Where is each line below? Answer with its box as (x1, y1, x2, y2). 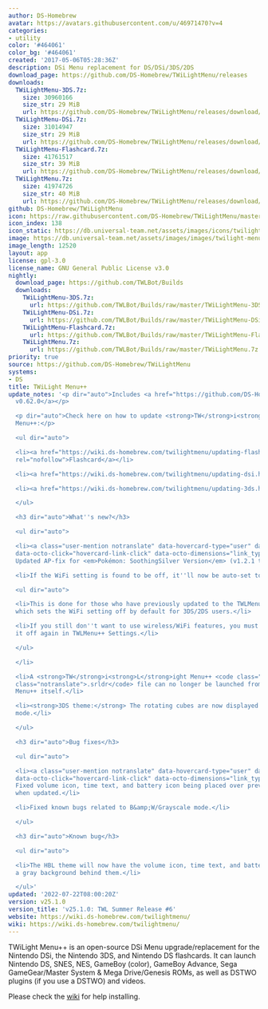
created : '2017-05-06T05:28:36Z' (8, 57, 120, 65)
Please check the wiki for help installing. (8, 991, 141, 1001)
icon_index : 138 (8, 220, 62, 228)
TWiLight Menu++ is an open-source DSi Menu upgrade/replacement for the (8, 942, 260, 952)
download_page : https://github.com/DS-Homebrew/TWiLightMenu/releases (8, 71, 248, 79)
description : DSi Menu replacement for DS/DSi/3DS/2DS (8, 64, 195, 72)
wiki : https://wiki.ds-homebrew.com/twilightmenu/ (8, 920, 180, 928)
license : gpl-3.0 (8, 256, 66, 264)
